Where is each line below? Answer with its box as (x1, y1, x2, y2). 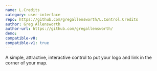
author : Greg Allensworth (5, 21, 60, 27)
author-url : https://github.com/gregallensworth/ (5, 26, 114, 31)
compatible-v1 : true (5, 41, 50, 46)
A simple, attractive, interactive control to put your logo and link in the (5, 54, 152, 60)
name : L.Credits (5, 7, 40, 13)
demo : (5, 31, 17, 36)
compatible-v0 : (5, 36, 38, 41)
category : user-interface (5, 12, 60, 17)
